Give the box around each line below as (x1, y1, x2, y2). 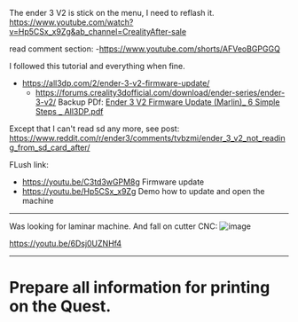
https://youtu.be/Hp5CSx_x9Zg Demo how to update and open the (21, 186, 265, 196)
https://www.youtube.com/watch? (9, 17, 134, 27)
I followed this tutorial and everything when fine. (9, 61, 185, 71)
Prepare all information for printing (9, 278, 271, 298)
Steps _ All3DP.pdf (35, 106, 104, 116)
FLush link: (9, 160, 49, 169)
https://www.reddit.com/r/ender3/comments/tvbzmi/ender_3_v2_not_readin (9, 133, 286, 143)
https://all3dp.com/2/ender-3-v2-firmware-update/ (21, 78, 210, 88)
